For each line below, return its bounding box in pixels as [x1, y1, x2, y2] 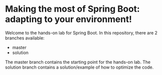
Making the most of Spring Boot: [5, 3, 140, 15]
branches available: [5, 35, 45, 41]
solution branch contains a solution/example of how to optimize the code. [5, 64, 154, 70]
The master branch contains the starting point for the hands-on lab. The [5, 59, 151, 65]
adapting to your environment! [5, 14, 132, 25]
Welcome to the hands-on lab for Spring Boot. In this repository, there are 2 [5, 30, 158, 36]
